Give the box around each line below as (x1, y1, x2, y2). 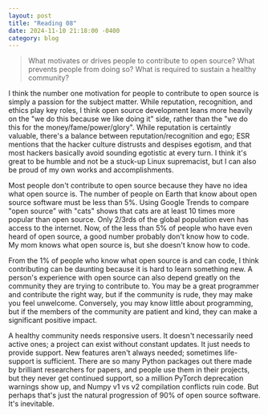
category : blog (8, 34, 59, 42)
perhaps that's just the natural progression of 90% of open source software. (8, 390, 261, 401)
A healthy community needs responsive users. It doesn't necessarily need (8, 331, 254, 340)
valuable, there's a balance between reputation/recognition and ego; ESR (8, 131, 250, 141)
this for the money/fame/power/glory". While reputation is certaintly (8, 123, 231, 132)
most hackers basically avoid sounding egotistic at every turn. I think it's (8, 148, 247, 158)
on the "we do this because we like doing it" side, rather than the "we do (8, 114, 249, 124)
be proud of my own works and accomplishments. (8, 165, 174, 175)
